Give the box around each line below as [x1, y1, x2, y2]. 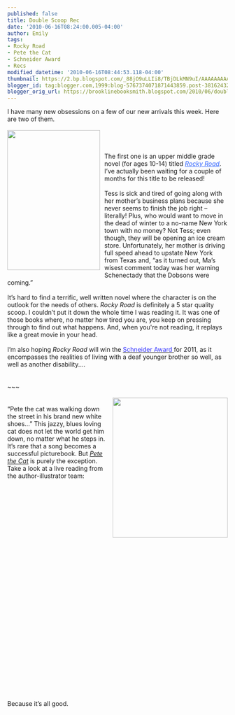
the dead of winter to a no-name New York [104, 219, 227, 227]
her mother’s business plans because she [104, 197, 225, 205]
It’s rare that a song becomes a [7, 442, 97, 451]
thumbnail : [7, 75, 39, 83]
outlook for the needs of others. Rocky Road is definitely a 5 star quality [7, 301, 215, 309]
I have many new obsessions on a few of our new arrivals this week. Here [7, 108, 220, 116]
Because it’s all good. [7, 700, 69, 708]
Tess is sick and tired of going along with [104, 190, 222, 198]
